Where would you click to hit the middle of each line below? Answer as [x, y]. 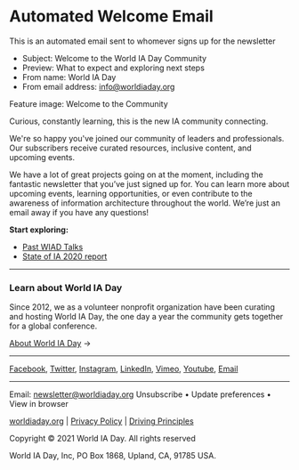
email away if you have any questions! [79, 212]
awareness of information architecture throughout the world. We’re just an [145, 203]
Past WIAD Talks [53, 247]
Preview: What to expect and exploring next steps [113, 68]
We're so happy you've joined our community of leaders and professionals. [147, 138]
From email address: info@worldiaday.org [98, 86]
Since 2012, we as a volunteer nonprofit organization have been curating [142, 307]
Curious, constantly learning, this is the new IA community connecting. [139, 121]
